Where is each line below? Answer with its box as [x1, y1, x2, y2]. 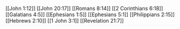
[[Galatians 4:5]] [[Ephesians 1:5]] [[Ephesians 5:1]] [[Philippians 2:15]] [5, 11, 175, 18]
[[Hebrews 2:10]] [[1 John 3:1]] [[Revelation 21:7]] [5, 17, 124, 24]
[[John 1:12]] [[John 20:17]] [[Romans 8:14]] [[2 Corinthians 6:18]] [5, 5, 164, 12]
